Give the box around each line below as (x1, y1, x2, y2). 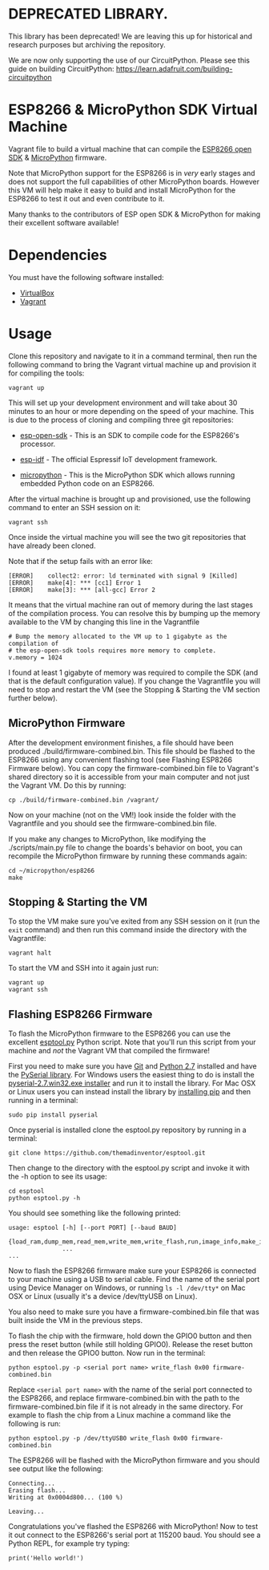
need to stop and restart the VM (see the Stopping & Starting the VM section (8, 684, 260, 694)
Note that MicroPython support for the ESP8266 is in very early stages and (8, 168, 255, 177)
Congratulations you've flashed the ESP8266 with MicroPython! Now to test (8, 1522, 259, 1531)
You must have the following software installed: (8, 272, 164, 282)
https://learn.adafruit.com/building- (115, 63, 233, 73)
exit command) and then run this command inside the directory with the (8, 925, 247, 935)
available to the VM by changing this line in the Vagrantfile (8, 617, 200, 627)
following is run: (8, 1419, 62, 1429)
